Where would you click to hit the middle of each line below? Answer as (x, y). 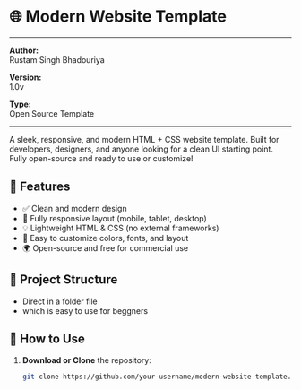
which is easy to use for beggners (85, 310)
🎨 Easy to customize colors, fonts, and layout (105, 238)
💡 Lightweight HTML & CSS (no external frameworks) (120, 228)
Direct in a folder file (60, 301)
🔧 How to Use (47, 338)
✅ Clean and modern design (74, 208)
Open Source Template (52, 113)
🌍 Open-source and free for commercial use (105, 247)
